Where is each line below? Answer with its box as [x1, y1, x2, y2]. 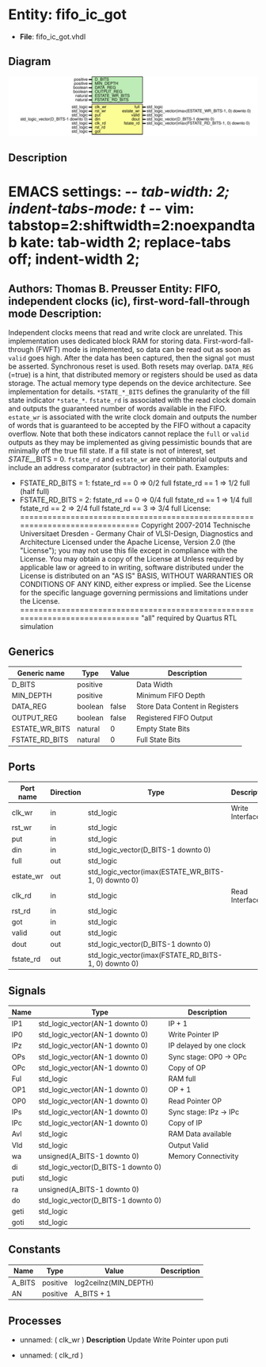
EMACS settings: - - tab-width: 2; [8, 183, 230, 201]
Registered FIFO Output [135, 712, 214, 722]
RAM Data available [168, 1130, 232, 1139]
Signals [8, 983, 46, 998]
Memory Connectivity [168, 1151, 239, 1160]
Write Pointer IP [168, 1030, 219, 1040]
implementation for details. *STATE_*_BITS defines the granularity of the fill [8, 387, 250, 396]
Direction [50, 788, 82, 797]
